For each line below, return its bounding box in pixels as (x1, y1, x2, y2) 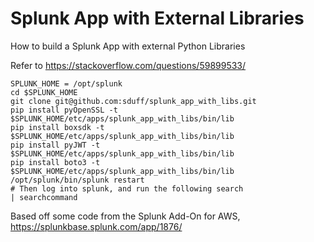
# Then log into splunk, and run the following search (10, 183, 244, 194)
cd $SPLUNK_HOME (10, 87, 78, 97)
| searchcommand (10, 192, 78, 202)
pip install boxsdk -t (10, 122, 105, 132)
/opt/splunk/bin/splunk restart (10, 175, 145, 185)
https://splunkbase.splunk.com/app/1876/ (10, 220, 183, 232)
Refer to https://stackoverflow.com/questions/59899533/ (10, 59, 247, 71)
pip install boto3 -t (10, 157, 101, 167)
